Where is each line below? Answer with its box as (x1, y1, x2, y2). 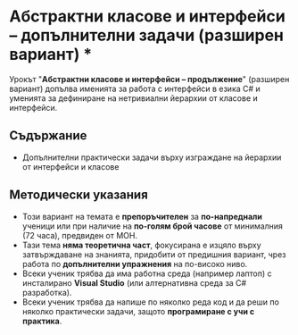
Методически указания (9, 188, 149, 203)
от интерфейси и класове (21, 161, 120, 172)
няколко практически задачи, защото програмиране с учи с (21, 306, 255, 316)
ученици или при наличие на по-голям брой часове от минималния (21, 221, 284, 231)
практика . (21, 315, 62, 326)
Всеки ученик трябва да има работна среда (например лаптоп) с (21, 268, 272, 279)
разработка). (21, 287, 72, 297)
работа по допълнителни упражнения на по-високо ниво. (21, 258, 248, 269)
